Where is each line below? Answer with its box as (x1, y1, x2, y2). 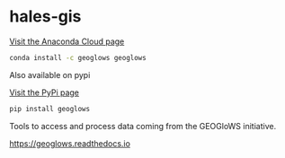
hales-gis (9, 6, 82, 27)
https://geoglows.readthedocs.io (9, 137, 130, 149)
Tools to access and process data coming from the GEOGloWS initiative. (9, 120, 277, 131)
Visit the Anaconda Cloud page (9, 36, 125, 47)
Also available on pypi (9, 69, 91, 80)
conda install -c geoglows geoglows (9, 53, 147, 62)
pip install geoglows (9, 104, 91, 113)
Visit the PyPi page (9, 87, 79, 98)
